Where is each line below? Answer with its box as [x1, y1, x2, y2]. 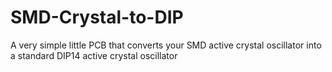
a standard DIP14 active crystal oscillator [10, 49, 178, 61]
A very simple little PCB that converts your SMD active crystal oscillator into [10, 39, 322, 51]
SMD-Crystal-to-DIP [10, 6, 184, 29]
